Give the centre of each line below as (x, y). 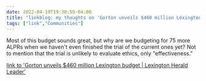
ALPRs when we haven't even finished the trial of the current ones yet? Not (101, 47)
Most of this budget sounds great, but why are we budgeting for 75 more (98, 41)
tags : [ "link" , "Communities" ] (45, 23)
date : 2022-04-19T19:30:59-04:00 (49, 12)
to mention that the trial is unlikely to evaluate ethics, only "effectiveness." (100, 54)
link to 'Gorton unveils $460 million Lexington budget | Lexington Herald (97, 65)
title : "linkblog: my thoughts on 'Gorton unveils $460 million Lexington (104, 18)
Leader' (16, 72)
